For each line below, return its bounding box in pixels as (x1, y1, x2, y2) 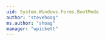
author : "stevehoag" (6, 14, 59, 20)
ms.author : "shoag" (6, 20, 56, 26)
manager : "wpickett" (6, 25, 59, 32)
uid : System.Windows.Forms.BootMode (6, 8, 99, 15)
